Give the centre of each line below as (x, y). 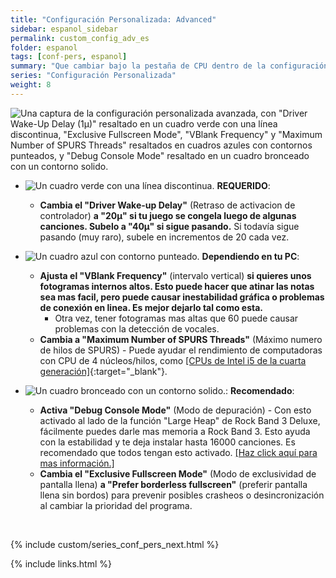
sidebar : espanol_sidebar (64, 29)
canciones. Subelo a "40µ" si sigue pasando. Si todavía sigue (169, 226)
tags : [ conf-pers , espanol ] (69, 57)
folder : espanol (44, 47)
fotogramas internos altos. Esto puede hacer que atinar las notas (177, 286)
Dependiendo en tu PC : (250, 256)
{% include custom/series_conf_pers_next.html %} (115, 544)
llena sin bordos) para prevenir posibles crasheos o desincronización (182, 495)
